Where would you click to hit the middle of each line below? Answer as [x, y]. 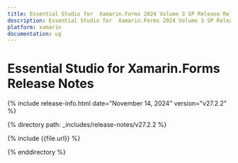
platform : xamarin [34, 27]
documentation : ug [34, 34]
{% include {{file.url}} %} [44, 138]
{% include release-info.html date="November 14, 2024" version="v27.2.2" [117, 103]
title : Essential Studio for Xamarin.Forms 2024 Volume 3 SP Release [114, 14]
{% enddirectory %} [36, 152]
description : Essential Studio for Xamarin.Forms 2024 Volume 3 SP [110, 21]
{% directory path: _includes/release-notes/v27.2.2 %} [87, 125]
